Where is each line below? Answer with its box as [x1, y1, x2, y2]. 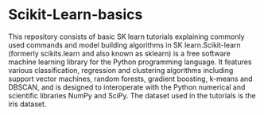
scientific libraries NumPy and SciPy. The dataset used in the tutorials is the [8, 90, 256, 100]
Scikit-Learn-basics [8, 6, 143, 24]
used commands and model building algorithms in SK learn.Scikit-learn [8, 40, 241, 49]
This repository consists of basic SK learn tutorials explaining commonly [8, 32, 245, 41]
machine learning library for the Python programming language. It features [8, 57, 252, 67]
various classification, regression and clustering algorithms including [8, 65, 234, 75]
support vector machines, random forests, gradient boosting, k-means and [8, 74, 253, 83]
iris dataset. [8, 99, 47, 109]
